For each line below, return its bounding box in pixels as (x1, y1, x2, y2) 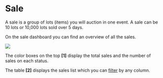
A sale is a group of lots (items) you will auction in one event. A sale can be (5, 19, 159, 25)
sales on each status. (5, 57, 49, 64)
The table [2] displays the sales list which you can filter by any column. (5, 67, 150, 73)
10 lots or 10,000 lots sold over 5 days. (5, 24, 83, 30)
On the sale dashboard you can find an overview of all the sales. (5, 34, 136, 40)
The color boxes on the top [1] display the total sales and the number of (5, 52, 151, 58)
